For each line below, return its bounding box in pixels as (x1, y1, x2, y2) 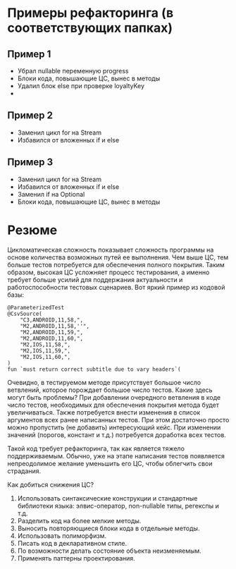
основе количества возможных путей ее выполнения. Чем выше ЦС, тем (7, 252, 229, 262)
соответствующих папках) (7, 20, 173, 36)
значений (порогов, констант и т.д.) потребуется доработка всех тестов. (7, 430, 227, 439)
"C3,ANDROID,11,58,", (20, 316, 83, 324)
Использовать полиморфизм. (17, 531, 107, 540)
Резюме (7, 222, 58, 238)
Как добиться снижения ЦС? (7, 480, 94, 489)
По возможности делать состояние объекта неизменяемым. (17, 546, 202, 555)
